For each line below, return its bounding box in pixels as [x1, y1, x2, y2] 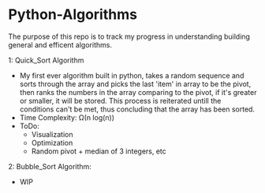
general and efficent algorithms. [8, 40, 113, 49]
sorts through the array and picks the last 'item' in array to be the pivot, [19, 79, 252, 89]
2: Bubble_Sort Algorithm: [8, 161, 92, 171]
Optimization [31, 138, 73, 147]
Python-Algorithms [8, 6, 138, 24]
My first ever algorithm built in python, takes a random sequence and [19, 70, 244, 80]
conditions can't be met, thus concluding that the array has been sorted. [19, 104, 255, 114]
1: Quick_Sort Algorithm [8, 55, 84, 65]
